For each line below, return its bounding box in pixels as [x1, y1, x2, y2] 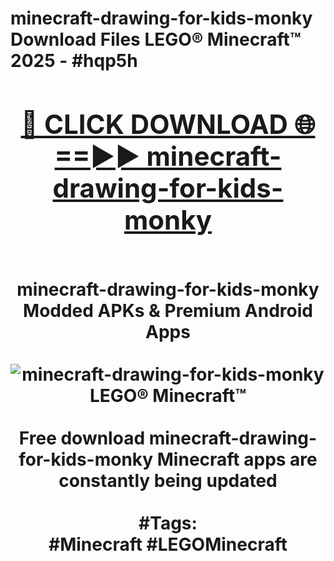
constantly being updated [58, 469, 278, 492]
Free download [18, 427, 146, 449]
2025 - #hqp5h [10, 50, 138, 72]
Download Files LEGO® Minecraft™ [10, 28, 302, 51]
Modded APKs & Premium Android [23, 299, 313, 322]
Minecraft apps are [156, 448, 318, 471]
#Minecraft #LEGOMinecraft [48, 533, 288, 556]
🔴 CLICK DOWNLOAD [20, 107, 288, 141]
